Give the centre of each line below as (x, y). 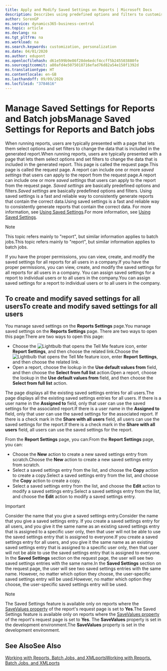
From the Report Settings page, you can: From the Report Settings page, (80, 439)
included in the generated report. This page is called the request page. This (82, 164)
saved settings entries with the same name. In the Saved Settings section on (83, 563)
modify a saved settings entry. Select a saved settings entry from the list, (86, 491)
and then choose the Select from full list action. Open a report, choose (84, 373)
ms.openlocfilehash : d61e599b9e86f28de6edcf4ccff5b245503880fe (72, 61)
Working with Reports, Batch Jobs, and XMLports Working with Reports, (78, 658)
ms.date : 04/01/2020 (27, 51)
